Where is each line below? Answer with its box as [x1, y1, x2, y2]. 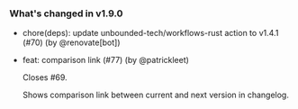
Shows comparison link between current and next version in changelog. [22, 89, 290, 101]
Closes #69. [22, 72, 68, 83]
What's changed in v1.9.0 [9, 7, 123, 20]
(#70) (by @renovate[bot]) [22, 37, 121, 48]
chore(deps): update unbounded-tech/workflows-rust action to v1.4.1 [22, 28, 279, 39]
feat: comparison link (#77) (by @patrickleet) [22, 55, 189, 66]
